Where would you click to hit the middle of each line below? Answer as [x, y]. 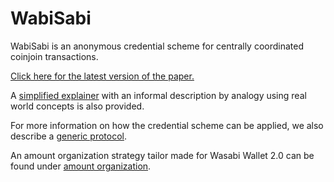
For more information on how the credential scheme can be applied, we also [167, 125]
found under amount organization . [81, 166]
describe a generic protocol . [68, 136]
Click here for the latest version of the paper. [102, 76]
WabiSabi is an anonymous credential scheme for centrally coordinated [157, 46]
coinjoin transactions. [54, 56]
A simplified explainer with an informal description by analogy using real [158, 95]
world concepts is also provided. [77, 106]
